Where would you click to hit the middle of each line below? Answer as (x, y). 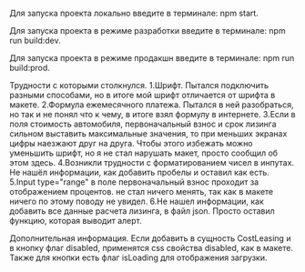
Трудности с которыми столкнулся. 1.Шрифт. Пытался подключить (139, 85)
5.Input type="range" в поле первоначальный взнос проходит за (134, 182)
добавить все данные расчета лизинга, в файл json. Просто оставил (142, 211)
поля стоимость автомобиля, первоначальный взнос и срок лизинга (143, 124)
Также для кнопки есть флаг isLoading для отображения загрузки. (138, 257)
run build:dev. (35, 40)
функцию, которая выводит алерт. (76, 221)
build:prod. (30, 68)
